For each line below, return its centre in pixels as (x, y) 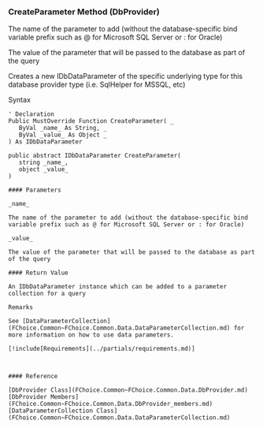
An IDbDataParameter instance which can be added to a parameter (117, 287)
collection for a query (47, 294)
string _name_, (43, 163)
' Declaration (31, 114)
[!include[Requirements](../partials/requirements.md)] (102, 349)
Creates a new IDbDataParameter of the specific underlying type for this (125, 76)
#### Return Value (38, 273)
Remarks (21, 307)
